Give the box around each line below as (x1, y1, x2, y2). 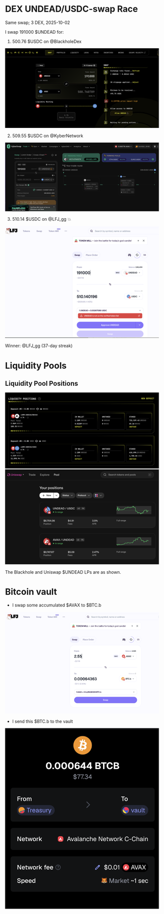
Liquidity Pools (5, 360, 67, 371)
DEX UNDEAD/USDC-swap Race (5, 3, 138, 15)
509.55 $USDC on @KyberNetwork (12, 133, 83, 139)
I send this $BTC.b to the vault (12, 719, 73, 724)
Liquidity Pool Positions (5, 379, 78, 388)
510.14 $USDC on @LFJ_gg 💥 (12, 216, 72, 222)
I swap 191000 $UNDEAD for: (5, 29, 64, 35)
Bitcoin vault (5, 586, 57, 597)
